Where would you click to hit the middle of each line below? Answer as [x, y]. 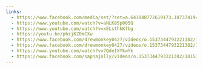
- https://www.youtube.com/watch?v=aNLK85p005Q [72, 23]
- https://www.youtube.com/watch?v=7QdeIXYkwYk [72, 51]
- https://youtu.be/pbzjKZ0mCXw [52, 34]
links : [14, 12]
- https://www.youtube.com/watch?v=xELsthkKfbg [72, 28]
